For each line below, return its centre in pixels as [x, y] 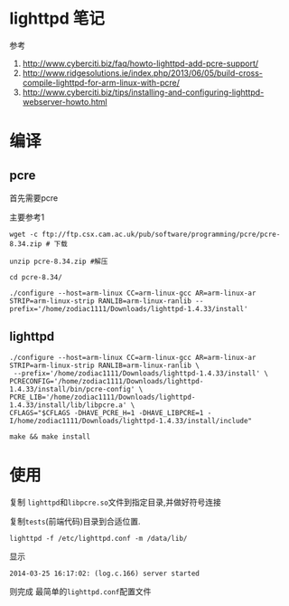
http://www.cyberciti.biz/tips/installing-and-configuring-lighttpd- [143, 92]
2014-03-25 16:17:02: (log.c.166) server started [105, 573]
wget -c [24, 234]
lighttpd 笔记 [57, 19]
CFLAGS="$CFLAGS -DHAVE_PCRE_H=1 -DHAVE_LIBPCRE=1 [107, 412]
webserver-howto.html [65, 101]
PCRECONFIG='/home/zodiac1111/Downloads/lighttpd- [107, 381]
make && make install [50, 436]
